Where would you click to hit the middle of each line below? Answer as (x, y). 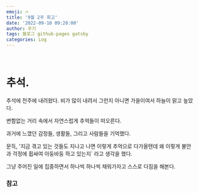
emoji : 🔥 (17, 12)
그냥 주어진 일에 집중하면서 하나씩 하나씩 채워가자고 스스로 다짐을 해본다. (91, 166)
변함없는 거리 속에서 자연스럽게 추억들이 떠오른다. (64, 120)
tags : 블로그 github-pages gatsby (47, 34)
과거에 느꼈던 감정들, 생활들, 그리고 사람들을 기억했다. (68, 133)
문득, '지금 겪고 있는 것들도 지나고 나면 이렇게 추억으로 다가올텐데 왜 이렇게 (93, 146)
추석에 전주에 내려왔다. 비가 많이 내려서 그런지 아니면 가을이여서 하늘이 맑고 (94, 100)
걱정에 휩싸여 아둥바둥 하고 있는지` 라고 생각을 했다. (73, 153)
